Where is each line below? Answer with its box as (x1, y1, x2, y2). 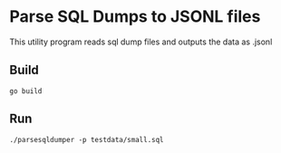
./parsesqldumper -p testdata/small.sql (9, 135, 165, 144)
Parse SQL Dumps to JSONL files (9, 6, 261, 27)
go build (9, 86, 43, 96)
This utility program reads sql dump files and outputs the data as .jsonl (9, 36, 273, 47)
